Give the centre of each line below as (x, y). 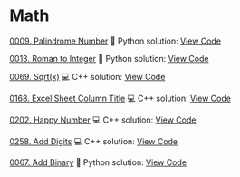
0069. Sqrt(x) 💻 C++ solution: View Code (87, 76)
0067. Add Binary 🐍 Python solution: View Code (98, 162)
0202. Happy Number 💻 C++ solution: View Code (103, 120)
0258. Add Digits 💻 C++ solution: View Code (94, 141)
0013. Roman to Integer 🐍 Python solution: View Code (109, 58)
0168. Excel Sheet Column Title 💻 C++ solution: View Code (120, 98)
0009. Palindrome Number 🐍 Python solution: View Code (115, 41)
